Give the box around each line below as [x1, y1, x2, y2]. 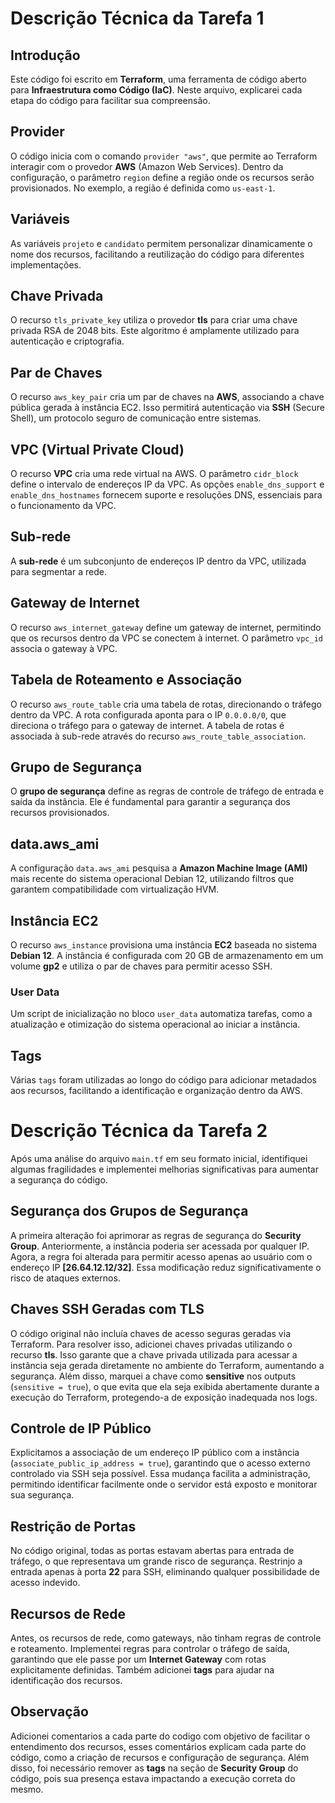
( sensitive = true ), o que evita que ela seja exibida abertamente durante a [10, 1380, 320, 1392]
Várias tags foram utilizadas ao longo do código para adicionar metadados [10, 1074, 317, 1086]
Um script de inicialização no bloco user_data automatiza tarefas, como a [10, 1008, 313, 1020]
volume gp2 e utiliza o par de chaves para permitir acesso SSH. [10, 960, 273, 972]
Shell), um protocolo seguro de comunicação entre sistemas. [10, 412, 262, 424]
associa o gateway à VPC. [10, 642, 118, 654]
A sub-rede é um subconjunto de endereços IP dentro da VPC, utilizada [10, 555, 307, 567]
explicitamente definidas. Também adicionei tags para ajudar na [10, 1664, 275, 1676]
